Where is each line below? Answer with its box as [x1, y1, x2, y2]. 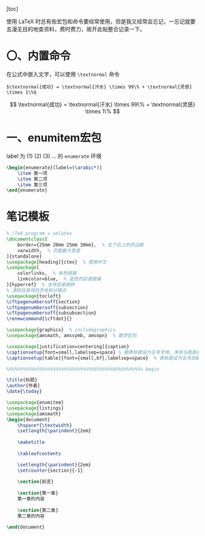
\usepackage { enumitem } [6, 400, 64, 406]
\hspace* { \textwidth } [17, 422, 72, 428]
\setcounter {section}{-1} [17, 467, 84, 474]
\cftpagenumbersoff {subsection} [6, 304, 88, 311]
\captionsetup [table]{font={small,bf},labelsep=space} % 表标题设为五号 [6, 355, 192, 361]
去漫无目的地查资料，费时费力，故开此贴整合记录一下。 [6, 26, 145, 32]
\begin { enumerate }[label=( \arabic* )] [6, 165, 103, 171]
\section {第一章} [17, 490, 59, 496]
